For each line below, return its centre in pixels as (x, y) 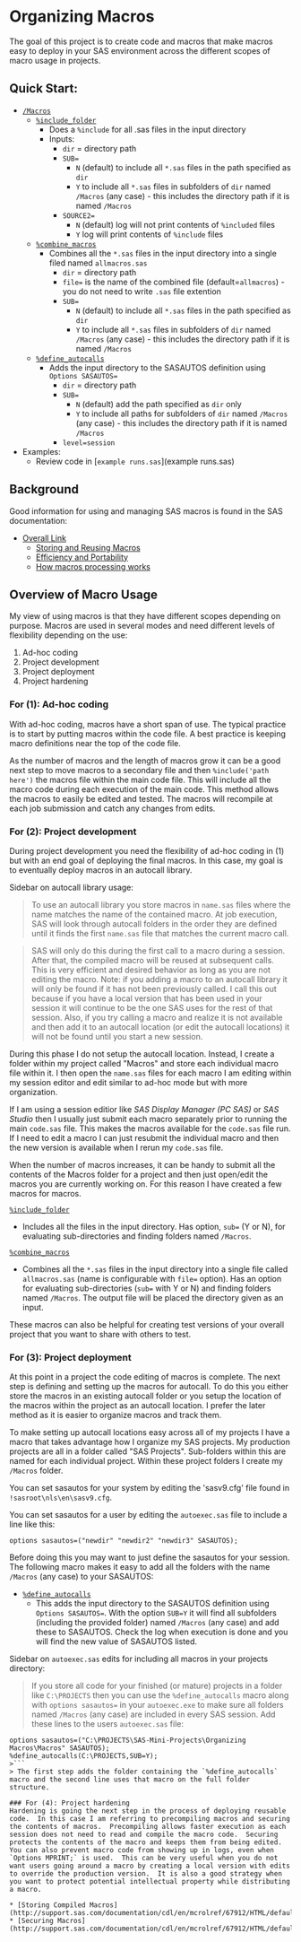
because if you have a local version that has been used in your (146, 998)
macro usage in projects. (55, 60)
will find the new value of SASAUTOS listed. (116, 1642)
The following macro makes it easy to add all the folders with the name (140, 1567)
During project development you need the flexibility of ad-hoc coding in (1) (147, 850)
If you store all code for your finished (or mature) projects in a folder (157, 1686)
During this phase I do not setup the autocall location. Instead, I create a (142, 1054)
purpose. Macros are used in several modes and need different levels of (142, 626)
